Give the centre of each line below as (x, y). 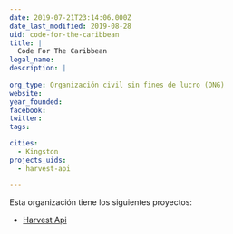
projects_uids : (38, 160)
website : (26, 93)
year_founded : (36, 102)
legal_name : (32, 60)
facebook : (28, 110)
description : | (38, 69)
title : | (26, 43)
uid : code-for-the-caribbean (64, 34)
